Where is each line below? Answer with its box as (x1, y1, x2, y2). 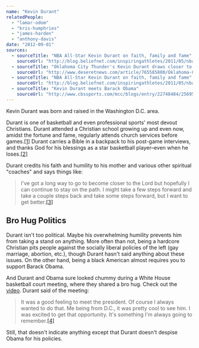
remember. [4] (20, 317, 55, 324)
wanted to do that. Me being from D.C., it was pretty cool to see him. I (20, 304, 191, 311)
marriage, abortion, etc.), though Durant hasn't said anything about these (6, 250, 185, 257)
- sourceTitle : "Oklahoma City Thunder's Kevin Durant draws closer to (11, 63, 192, 70)
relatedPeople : (6, 14, 44, 20)
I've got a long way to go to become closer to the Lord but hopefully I (20, 179, 190, 186)
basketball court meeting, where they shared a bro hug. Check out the (6, 281, 178, 288)
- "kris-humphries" (11, 25, 60, 31)
